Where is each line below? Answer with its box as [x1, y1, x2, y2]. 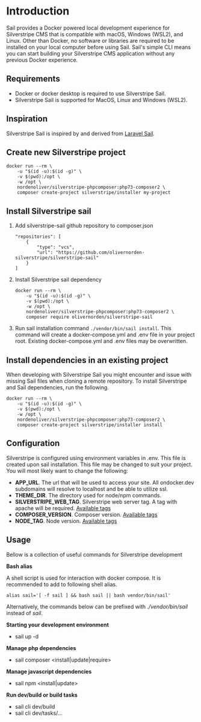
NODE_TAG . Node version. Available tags [14, 517, 117, 525]
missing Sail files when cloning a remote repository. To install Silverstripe [6, 377, 187, 385]
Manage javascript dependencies [6, 668, 92, 675]
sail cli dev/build [14, 703, 55, 710]
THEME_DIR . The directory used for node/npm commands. [14, 491, 161, 499]
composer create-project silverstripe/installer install [17, 422, 163, 428]
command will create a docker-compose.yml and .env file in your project [14, 331, 195, 339]
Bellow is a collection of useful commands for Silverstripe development [6, 551, 182, 558]
